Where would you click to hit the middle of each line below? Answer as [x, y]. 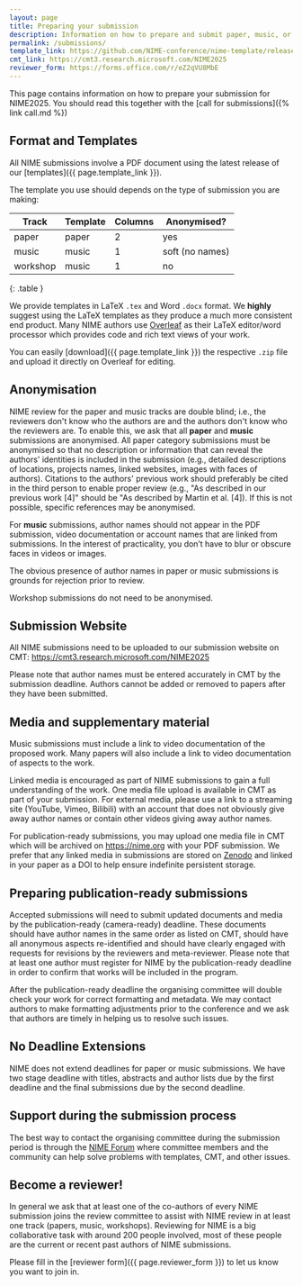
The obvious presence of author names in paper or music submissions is [144, 571]
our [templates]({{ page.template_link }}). [86, 172]
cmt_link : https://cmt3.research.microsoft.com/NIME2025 [118, 59]
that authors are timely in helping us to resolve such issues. [119, 1018]
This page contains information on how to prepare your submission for [140, 93]
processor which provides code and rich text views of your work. [130, 334]
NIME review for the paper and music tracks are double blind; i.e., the [138, 412]
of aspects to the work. [52, 763]
